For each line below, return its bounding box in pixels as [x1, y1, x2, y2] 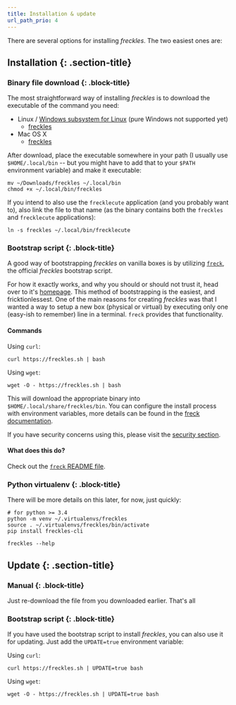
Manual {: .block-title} [7, 580, 85, 590]
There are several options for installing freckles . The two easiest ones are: [7, 36, 223, 44]
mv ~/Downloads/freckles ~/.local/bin [7, 180, 121, 187]
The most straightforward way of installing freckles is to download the [7, 94, 211, 102]
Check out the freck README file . [7, 462, 106, 470]
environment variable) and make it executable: [7, 166, 142, 175]
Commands [7, 326, 42, 335]
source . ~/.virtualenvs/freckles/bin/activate [7, 522, 150, 529]
